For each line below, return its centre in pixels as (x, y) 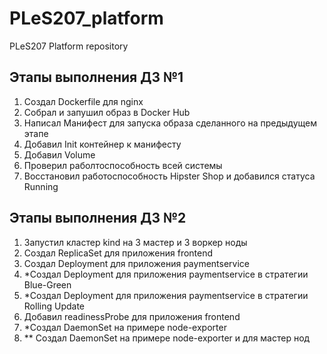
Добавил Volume (59, 154)
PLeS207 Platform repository (69, 46)
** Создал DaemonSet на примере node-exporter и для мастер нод (167, 338)
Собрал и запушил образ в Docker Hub (107, 112)
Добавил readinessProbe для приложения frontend (132, 316)
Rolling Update (54, 306)
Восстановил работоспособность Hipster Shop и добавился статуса (169, 176)
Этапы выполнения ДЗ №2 (98, 218)
